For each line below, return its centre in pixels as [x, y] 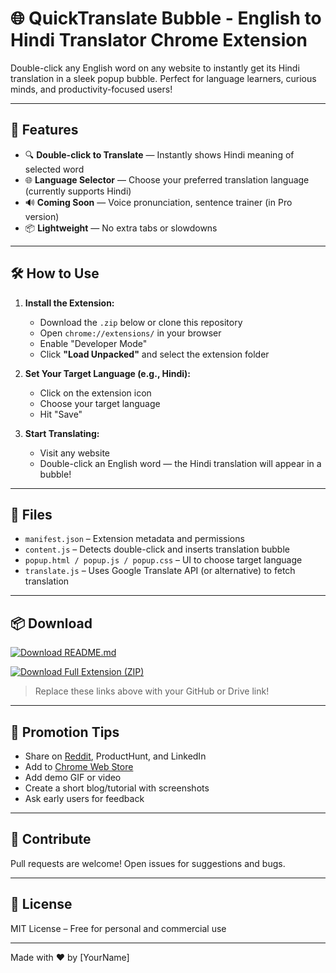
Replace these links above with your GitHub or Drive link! [152, 691]
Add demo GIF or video [73, 777]
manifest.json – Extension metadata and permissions [134, 539]
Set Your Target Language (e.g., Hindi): [107, 373]
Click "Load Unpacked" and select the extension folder [154, 354]
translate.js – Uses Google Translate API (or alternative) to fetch [160, 571]
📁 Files [31, 514]
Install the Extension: [69, 303]
